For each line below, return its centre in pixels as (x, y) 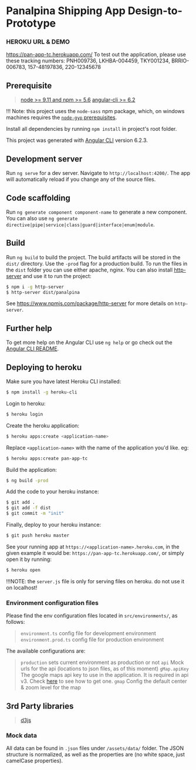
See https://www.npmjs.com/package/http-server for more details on (90, 303)
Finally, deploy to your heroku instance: (54, 525)
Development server (44, 159)
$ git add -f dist (28, 508)
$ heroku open (23, 570)
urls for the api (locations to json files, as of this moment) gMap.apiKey (104, 669)
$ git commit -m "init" (35, 514)
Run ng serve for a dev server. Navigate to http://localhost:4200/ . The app (98, 173)
